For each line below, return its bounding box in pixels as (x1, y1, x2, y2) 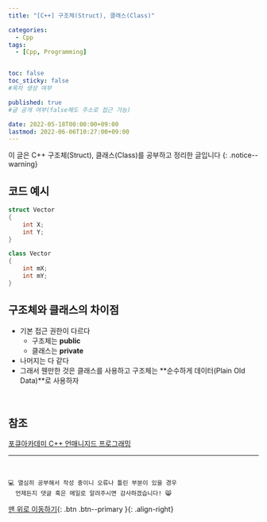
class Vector (8, 249, 52, 258)
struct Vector (8, 206, 56, 215)
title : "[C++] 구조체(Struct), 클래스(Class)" (8, 11, 155, 20)
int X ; (22, 220, 44, 229)
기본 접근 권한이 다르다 (19, 326, 91, 335)
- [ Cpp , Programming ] (15, 48, 87, 56)
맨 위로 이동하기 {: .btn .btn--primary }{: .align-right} (8, 505, 174, 514)
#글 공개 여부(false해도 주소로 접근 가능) (8, 106, 131, 114)
